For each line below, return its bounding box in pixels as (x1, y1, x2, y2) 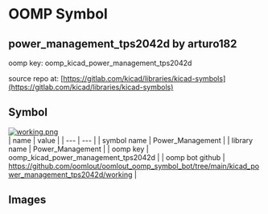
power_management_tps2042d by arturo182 (8, 37, 237, 51)
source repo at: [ (8, 74, 64, 83)
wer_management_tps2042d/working (8, 170, 133, 179)
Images (8, 193, 47, 207)
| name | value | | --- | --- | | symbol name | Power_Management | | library (8, 135, 254, 145)
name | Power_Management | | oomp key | (8, 144, 149, 154)
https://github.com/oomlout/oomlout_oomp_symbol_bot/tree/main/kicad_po (8, 161, 260, 171)
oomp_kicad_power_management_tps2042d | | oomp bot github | (8, 152, 225, 162)
